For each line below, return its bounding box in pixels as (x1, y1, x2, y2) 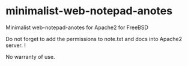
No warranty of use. (5, 53, 55, 60)
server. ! (5, 42, 26, 49)
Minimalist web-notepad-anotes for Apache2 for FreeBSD (5, 24, 148, 31)
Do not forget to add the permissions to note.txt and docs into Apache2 (5, 35, 183, 42)
